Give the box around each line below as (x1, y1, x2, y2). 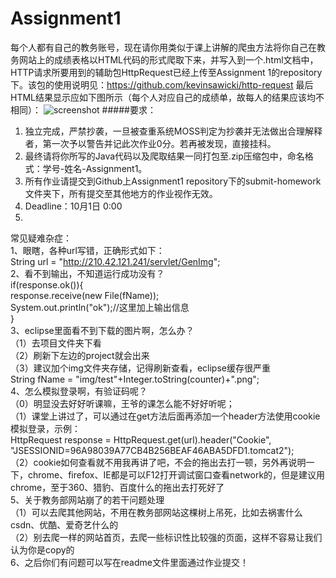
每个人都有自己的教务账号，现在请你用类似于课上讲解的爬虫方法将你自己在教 (10, 41, 326, 53)
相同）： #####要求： (10, 103, 157, 116)
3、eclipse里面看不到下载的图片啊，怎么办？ (10, 324, 195, 336)
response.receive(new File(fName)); (10, 289, 160, 301)
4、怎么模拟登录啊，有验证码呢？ (10, 385, 148, 397)
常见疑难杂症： (10, 232, 72, 244)
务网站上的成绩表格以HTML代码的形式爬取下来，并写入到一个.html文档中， (10, 53, 319, 66)
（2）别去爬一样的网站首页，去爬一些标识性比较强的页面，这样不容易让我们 (10, 531, 323, 543)
